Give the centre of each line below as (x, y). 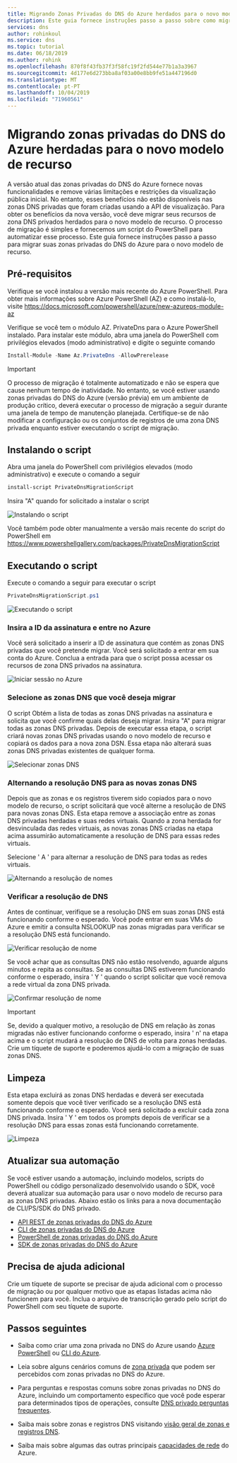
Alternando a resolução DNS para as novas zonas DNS (102, 783)
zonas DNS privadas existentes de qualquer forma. (81, 750)
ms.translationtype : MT (42, 80)
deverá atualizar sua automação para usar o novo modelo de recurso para (115, 1193)
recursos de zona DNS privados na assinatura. (75, 665)
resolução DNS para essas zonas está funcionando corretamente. (103, 1125)
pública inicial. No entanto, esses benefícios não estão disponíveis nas (110, 199)
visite (15, 306)
